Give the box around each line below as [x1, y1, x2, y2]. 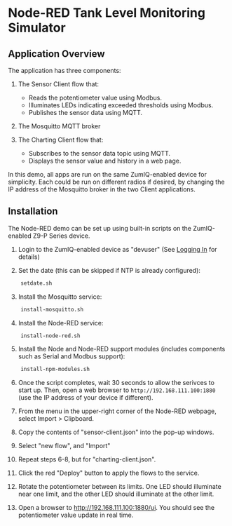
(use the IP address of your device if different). [18, 393, 153, 402]
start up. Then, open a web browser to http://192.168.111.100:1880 [18, 386, 216, 394]
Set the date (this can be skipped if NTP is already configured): [18, 266, 200, 274]
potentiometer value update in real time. [18, 511, 134, 520]
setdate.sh [20, 279, 53, 287]
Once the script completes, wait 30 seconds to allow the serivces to [18, 379, 214, 387]
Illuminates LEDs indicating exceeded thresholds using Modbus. [28, 101, 214, 109]
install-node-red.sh [20, 332, 81, 339]
